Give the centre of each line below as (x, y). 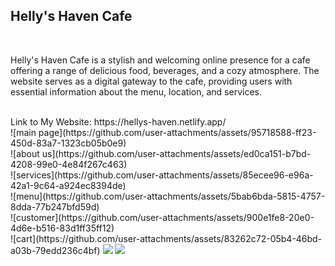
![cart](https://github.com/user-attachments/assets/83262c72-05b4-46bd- (166, 238)
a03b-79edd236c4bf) (55, 250)
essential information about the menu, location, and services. (136, 91)
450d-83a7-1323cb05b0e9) (68, 143)
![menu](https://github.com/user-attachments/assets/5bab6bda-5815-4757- (168, 196)
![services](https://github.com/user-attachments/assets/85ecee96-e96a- (162, 175)
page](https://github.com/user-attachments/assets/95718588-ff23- (177, 132)
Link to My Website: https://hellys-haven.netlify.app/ (118, 121)
